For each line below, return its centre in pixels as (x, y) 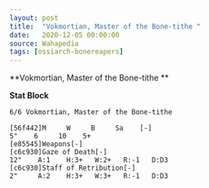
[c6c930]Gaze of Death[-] (58, 152)
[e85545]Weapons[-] (46, 144)
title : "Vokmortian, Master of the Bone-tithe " (105, 26)
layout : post (34, 18)
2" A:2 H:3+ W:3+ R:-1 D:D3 (89, 176)
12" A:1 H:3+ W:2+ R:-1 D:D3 (89, 161)
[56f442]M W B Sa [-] (81, 129)
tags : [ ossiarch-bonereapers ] (67, 52)
